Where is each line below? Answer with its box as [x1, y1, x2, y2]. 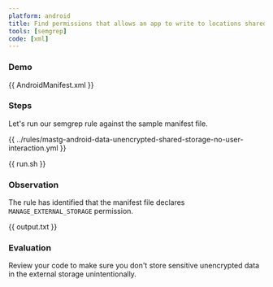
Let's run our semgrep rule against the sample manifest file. [8, 119, 209, 128]
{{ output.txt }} [8, 222, 58, 232]
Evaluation [8, 242, 51, 254]
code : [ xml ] [8, 34, 49, 43]
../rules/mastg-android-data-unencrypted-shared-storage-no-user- [15, 134, 244, 144]
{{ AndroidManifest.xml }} [8, 80, 95, 89]
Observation [8, 179, 59, 190]
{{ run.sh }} [8, 159, 46, 168]
